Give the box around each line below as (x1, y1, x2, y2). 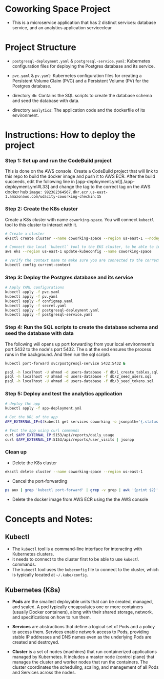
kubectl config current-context (5, 263, 71, 267)
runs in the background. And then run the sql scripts (5, 351, 110, 357)
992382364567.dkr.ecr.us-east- (44, 190, 108, 195)
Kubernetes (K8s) (5, 586, 61, 594)
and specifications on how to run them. (12, 614, 91, 620)
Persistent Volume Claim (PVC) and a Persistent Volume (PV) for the (12, 78, 149, 83)
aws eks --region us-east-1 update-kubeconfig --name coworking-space (5, 249, 152, 254)
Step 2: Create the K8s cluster (5, 206, 78, 212)
